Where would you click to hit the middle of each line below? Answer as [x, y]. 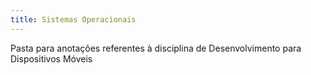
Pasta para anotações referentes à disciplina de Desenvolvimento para [156, 48]
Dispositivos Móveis [51, 58]
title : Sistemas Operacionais [73, 19]
